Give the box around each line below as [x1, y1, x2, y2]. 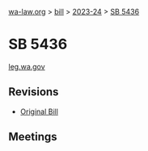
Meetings [8, 130, 58, 144]
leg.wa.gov [8, 61, 46, 71]
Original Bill [19, 107, 59, 116]
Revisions [8, 85, 59, 99]
